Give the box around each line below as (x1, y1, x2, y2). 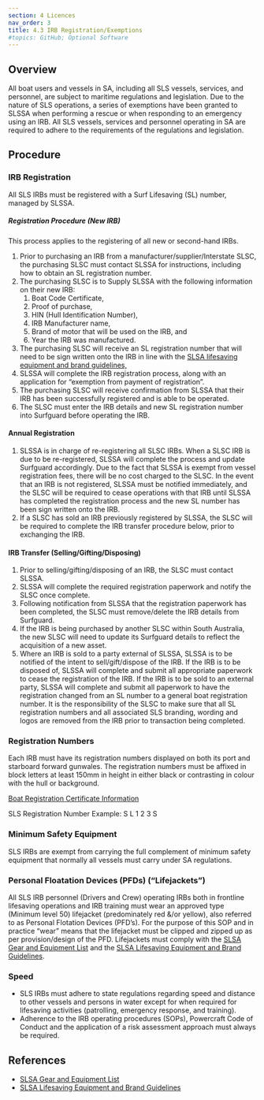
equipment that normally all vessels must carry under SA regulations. (8, 855, 232, 864)
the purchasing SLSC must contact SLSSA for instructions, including (19, 259, 242, 269)
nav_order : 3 (8, 19, 51, 27)
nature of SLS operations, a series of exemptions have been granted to (8, 100, 238, 110)
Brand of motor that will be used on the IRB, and (31, 326, 188, 336)
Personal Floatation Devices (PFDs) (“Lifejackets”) (8, 875, 206, 886)
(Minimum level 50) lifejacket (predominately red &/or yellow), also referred (8, 909, 252, 919)
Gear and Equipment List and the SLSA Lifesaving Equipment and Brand (8, 943, 242, 953)
